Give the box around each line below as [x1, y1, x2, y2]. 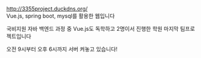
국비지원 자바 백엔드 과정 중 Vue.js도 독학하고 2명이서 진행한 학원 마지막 [6, 25, 179, 32]
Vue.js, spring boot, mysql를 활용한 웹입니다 [6, 12, 115, 19]
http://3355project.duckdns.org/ [6, 5, 88, 12]
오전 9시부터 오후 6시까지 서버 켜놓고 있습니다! [6, 45, 118, 53]
